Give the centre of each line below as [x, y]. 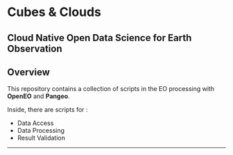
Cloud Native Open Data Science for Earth [100, 38]
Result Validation [41, 138]
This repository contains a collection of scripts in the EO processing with [111, 89]
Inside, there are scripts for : [48, 110]
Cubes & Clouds [54, 12]
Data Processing [41, 131]
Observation [35, 48]
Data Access [35, 123]
